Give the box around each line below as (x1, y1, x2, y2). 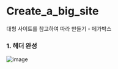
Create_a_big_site (6, 4, 99, 18)
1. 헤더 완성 (6, 41, 37, 50)
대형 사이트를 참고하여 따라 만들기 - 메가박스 (6, 25, 112, 32)
